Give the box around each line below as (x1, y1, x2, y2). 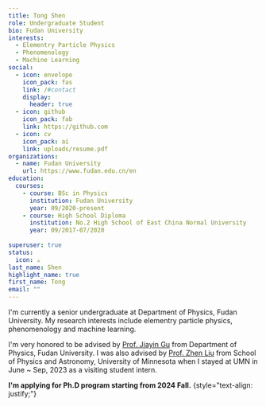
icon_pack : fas (22, 78, 73, 86)
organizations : (8, 152, 59, 160)
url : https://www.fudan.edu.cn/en (22, 167, 137, 175)
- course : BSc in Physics (22, 189, 109, 197)
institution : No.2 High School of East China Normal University (29, 219, 247, 227)
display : (22, 93, 52, 101)
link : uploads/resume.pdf (22, 145, 109, 153)
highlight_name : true (8, 271, 80, 279)
